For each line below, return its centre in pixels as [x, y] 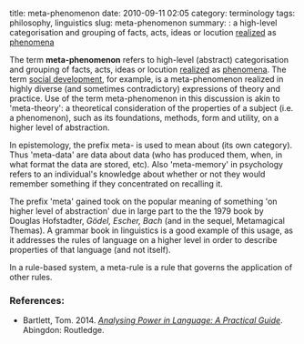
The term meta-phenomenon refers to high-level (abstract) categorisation [149, 60]
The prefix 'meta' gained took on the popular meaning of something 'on [143, 201]
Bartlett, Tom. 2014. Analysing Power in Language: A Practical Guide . [153, 320]
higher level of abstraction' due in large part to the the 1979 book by [137, 211]
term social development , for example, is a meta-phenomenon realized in [147, 79]
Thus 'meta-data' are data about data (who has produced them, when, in [146, 155]
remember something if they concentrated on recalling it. [116, 184]
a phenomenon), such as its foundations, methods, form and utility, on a [144, 118]
